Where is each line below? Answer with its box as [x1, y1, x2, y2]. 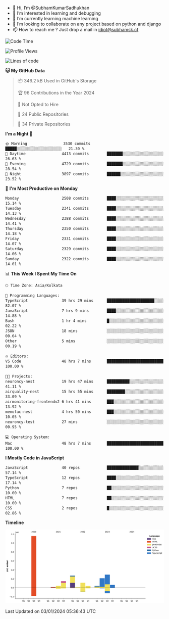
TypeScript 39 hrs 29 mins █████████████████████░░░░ [5, 298, 164, 303]
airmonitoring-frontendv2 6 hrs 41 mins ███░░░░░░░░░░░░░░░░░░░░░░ [5, 399, 164, 404]
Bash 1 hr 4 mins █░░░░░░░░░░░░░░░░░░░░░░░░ [5, 318, 164, 323]
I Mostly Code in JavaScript [5, 455, 65, 461]
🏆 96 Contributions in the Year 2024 [17, 90, 95, 96]
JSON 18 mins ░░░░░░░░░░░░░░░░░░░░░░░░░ [5, 328, 164, 334]
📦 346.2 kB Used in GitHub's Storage [17, 78, 97, 83]
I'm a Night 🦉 [5, 131, 33, 136]
